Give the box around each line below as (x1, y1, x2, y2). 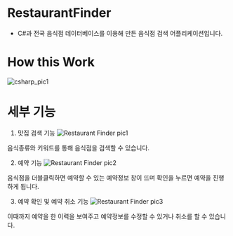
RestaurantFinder (7, 5, 112, 21)
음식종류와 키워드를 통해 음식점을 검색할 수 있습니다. (7, 143, 149, 152)
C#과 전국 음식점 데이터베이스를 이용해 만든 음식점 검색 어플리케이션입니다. (17, 29, 223, 37)
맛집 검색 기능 (17, 129, 55, 137)
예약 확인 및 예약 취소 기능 (17, 197, 89, 205)
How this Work (7, 54, 95, 70)
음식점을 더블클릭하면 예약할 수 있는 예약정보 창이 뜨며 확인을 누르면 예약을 (7, 173, 212, 182)
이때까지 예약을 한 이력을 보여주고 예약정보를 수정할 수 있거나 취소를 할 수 (7, 212, 208, 221)
